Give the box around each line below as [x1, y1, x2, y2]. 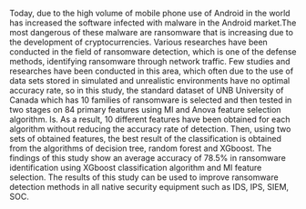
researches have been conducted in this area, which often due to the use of [9, 65, 294, 76]
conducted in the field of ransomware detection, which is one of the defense [9, 46, 297, 57]
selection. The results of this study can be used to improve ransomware [9, 172, 280, 183]
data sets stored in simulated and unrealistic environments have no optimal [9, 75, 291, 85]
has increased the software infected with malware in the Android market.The [9, 17, 297, 28]
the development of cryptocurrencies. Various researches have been [9, 36, 269, 47]
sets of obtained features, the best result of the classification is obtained [9, 134, 282, 144]
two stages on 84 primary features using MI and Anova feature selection [9, 104, 281, 114]
